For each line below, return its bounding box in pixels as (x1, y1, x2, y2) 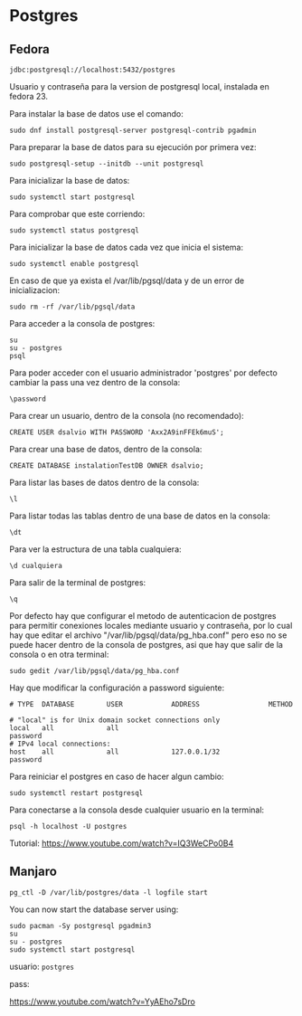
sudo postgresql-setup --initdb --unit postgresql (9, 159, 204, 168)
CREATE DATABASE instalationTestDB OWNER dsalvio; (9, 461, 204, 470)
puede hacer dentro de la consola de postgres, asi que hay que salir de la (9, 640, 283, 650)
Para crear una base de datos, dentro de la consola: (9, 444, 203, 454)
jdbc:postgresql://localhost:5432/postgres (9, 65, 176, 74)
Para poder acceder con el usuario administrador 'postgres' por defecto (9, 367, 278, 378)
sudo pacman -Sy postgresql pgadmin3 (9, 921, 152, 930)
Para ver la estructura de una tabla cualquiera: (9, 544, 183, 555)
